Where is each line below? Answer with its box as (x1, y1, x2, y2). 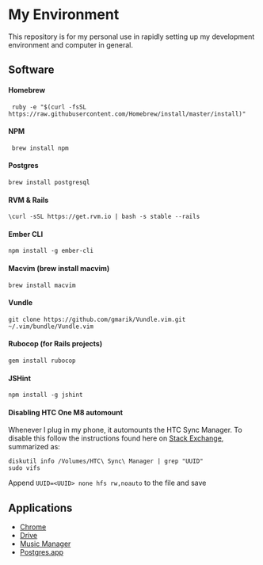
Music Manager (19, 539, 71, 548)
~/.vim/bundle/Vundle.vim (8, 323, 93, 330)
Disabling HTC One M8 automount (8, 407, 124, 417)
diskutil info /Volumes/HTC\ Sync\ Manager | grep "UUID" (8, 457, 204, 465)
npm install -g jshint (8, 391, 83, 399)
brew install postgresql (8, 178, 90, 186)
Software (8, 63, 55, 77)
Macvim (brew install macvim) (8, 263, 110, 273)
